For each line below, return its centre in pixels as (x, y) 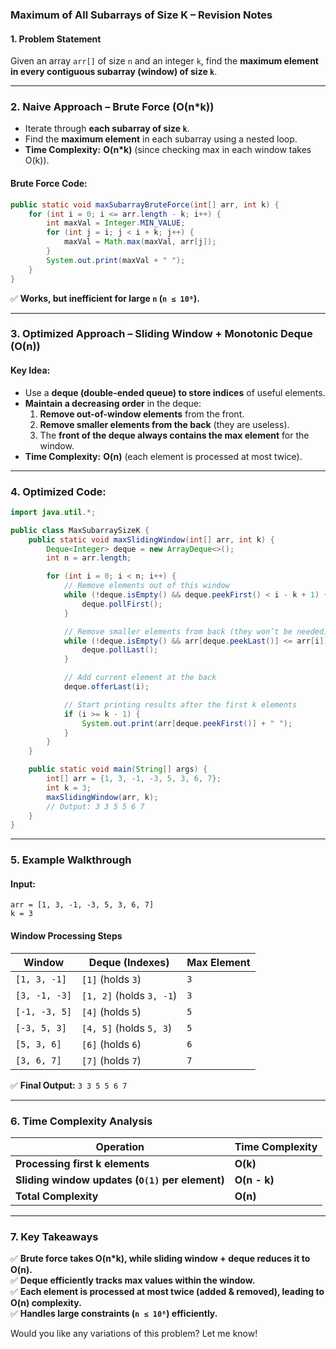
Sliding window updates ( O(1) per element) (120, 1180)
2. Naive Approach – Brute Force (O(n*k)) (112, 107)
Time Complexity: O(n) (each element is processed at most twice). (163, 456)
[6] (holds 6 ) (111, 1044)
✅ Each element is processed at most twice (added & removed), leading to (167, 1292)
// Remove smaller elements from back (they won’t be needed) (196, 631)
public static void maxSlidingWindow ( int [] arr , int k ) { (151, 539)
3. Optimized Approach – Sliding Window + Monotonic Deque (161, 334)
